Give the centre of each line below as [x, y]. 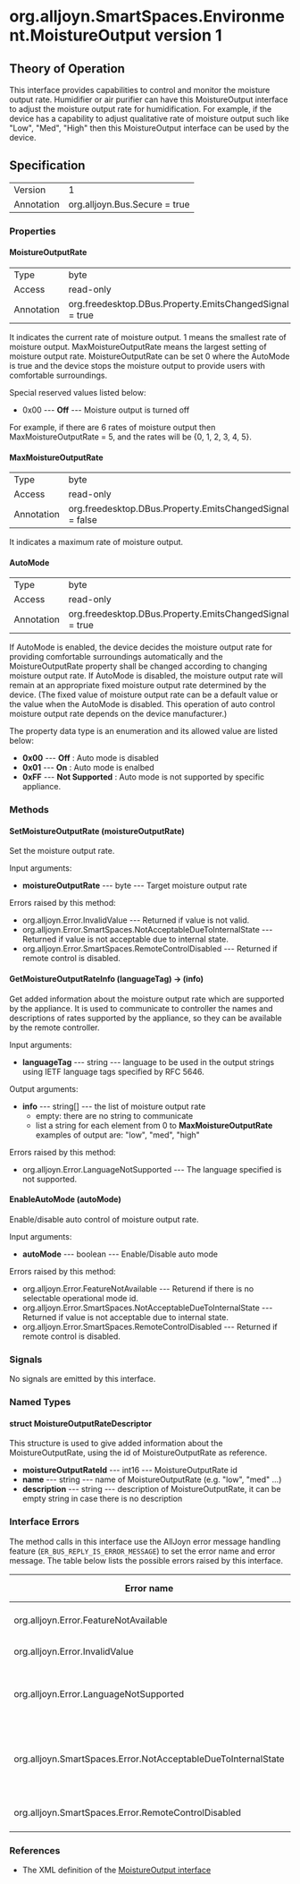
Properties [33, 231]
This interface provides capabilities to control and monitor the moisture [140, 90]
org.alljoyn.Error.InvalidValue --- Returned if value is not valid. [136, 920]
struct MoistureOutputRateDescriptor [80, 1423]
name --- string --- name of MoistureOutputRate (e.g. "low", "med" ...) [152, 1479]
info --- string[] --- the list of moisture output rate [114, 1106]
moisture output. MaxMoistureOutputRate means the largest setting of [138, 346]
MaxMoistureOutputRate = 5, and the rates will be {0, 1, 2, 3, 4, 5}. [131, 437]
